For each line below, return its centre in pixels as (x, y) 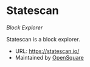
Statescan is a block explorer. (43, 39)
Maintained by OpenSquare (49, 57)
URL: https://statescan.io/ (47, 51)
